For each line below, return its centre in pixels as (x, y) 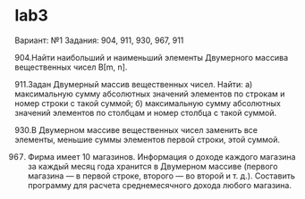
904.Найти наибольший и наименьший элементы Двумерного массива (152, 57)
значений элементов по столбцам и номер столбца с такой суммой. (146, 112)
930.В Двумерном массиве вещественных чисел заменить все (136, 129)
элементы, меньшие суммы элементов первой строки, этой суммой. (148, 139)
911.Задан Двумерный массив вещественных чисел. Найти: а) (134, 84)
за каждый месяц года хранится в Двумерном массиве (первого (152, 166)
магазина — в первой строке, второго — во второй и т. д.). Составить (161, 176)
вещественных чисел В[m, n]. (71, 67)
